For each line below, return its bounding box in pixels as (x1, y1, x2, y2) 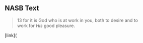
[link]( (5, 32, 17, 38)
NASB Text (5, 4, 39, 12)
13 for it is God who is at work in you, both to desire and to (17, 17, 138, 23)
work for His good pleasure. (17, 22, 75, 28)
